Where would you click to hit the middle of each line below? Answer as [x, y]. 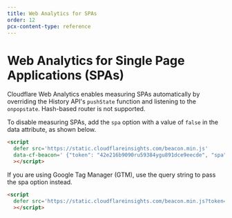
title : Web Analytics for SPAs [52, 13]
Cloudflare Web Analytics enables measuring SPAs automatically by [104, 95]
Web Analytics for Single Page [96, 60]
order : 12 [21, 20]
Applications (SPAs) [66, 75]
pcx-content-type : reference [49, 26]
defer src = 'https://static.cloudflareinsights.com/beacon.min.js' [111, 149]
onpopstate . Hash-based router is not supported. [76, 109]
